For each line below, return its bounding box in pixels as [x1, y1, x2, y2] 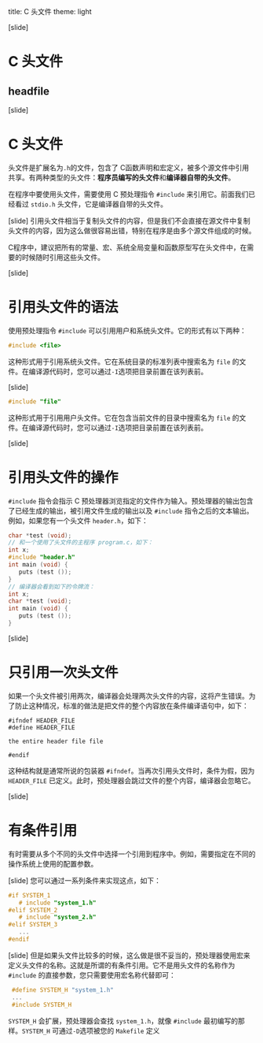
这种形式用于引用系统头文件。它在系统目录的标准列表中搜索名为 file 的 [8, 357, 239, 366]
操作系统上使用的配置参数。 [8, 859, 98, 868]
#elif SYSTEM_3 [8, 921, 58, 929]
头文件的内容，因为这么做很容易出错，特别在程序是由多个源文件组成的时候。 [8, 225, 256, 235]
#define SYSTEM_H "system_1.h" [11, 985, 114, 994]
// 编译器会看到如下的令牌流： [8, 582, 96, 591]
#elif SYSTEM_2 [8, 906, 58, 914]
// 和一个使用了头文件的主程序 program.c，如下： [8, 539, 154, 547]
